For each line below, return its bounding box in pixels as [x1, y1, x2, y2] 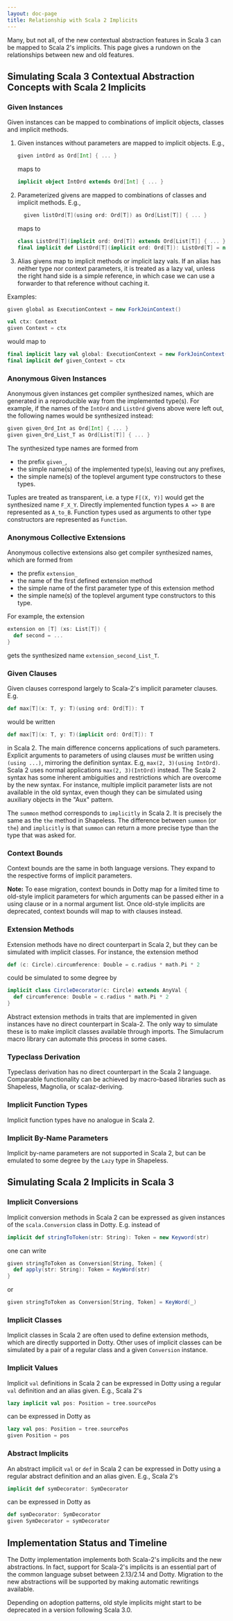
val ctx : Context [7, 318, 58, 325]
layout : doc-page [7, 10, 58, 17]
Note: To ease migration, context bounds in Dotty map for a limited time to [7, 885, 220, 894]
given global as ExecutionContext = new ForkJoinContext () [7, 306, 182, 313]
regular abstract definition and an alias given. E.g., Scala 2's [7, 1472, 178, 1480]
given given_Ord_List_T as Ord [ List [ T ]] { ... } [7, 431, 150, 438]
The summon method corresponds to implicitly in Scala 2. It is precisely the [7, 809, 222, 817]
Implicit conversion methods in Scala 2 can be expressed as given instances [7, 1213, 225, 1221]
